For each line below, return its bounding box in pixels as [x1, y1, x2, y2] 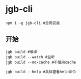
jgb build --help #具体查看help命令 [5, 69, 76, 74]
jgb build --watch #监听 [5, 54, 55, 59]
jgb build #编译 [5, 49, 37, 54]
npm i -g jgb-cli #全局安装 [5, 21, 60, 26]
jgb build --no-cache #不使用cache [5, 60, 76, 65]
